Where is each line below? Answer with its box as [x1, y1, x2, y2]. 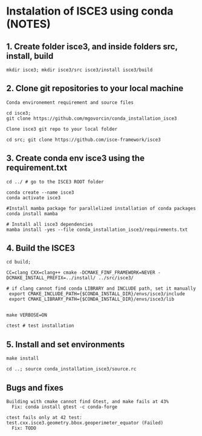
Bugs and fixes [6, 383, 64, 393]
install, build [6, 50, 54, 61]
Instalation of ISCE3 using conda [6, 4, 174, 18]
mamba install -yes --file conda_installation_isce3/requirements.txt [6, 227, 188, 233]
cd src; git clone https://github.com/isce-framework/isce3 [6, 137, 161, 143]
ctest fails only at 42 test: [6, 415, 83, 421]
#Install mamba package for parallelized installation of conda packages [6, 205, 197, 211]
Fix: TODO [11, 425, 36, 432]
